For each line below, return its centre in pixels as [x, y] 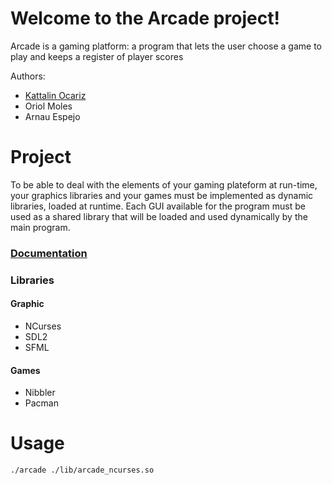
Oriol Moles [48, 106]
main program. [40, 227]
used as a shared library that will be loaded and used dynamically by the [159, 216]
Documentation [49, 253]
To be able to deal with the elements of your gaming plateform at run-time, [164, 184]
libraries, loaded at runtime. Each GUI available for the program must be [158, 206]
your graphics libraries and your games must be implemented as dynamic [162, 195]
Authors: [28, 76]
